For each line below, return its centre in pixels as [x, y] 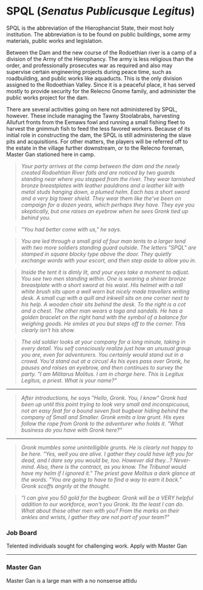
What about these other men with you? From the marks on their [100, 511]
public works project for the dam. [48, 98]
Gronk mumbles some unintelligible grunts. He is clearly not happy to [107, 447]
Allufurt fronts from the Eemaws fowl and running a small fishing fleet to [96, 122]
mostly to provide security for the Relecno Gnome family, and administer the [101, 91]
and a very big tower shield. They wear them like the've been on [101, 198]
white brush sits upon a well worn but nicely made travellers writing [105, 291]
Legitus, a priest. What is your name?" [69, 380]
